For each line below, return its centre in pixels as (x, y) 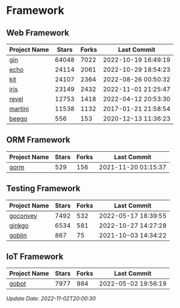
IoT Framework (35, 257)
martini (19, 109)
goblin (18, 235)
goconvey (23, 216)
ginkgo (19, 225)
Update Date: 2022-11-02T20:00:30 (51, 298)
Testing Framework (43, 188)
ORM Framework (38, 140)
